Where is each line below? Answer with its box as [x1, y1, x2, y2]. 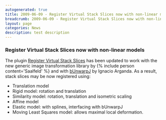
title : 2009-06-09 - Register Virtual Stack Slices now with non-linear [5, 12, 158, 17]
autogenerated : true [5, 7, 48, 12]
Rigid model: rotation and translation [12, 88, 86, 94]
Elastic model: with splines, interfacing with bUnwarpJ [12, 104, 123, 110]
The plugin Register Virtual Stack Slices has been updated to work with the [5, 58, 158, 64]
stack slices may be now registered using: [5, 74, 91, 80]
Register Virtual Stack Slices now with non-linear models [5, 46, 145, 53]
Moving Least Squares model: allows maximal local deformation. [12, 109, 144, 115]
